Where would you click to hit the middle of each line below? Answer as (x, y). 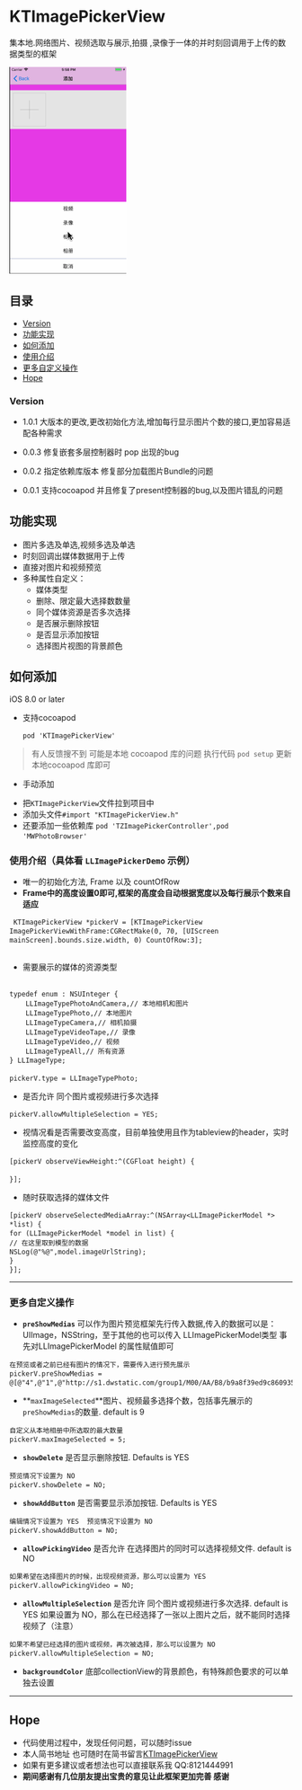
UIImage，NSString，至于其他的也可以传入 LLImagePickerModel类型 (150, 1335)
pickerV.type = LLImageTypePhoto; (74, 1078)
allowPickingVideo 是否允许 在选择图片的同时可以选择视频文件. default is (157, 1548)
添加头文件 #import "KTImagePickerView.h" (101, 814)
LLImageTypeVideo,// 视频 (72, 1041)
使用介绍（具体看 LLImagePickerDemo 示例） (102, 860)
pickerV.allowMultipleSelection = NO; (82, 1654)
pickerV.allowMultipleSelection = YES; (84, 1114)
